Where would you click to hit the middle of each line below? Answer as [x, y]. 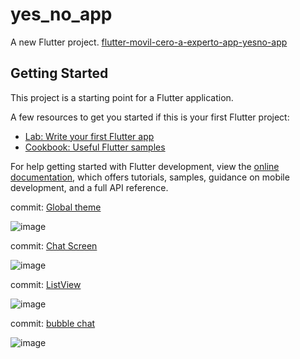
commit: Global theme [56, 207]
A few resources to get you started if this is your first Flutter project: [150, 117]
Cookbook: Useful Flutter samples [95, 147]
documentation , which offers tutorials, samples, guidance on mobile [150, 177]
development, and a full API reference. [89, 187]
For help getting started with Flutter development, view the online [145, 166]
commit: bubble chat [53, 323]
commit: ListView [46, 284]
